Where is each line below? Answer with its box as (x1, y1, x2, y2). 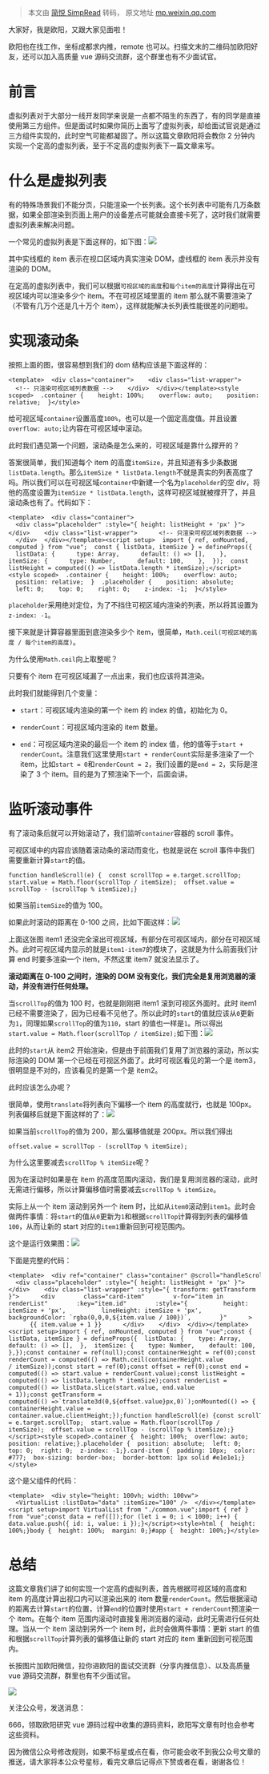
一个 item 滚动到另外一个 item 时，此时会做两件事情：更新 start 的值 (35, 1623, 260, 1633)
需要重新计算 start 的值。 (8, 855, 90, 865)
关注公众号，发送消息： (8, 1703, 86, 1712)
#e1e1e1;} (212, 1453, 246, 1462)
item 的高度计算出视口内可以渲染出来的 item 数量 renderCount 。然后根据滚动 (8, 1593, 258, 1603)
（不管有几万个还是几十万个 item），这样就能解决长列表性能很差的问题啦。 (8, 300, 253, 311)
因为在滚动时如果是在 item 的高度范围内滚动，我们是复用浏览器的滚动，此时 (8, 1174, 259, 1184)
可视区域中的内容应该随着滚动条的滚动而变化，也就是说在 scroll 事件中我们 (8, 845, 255, 855)
